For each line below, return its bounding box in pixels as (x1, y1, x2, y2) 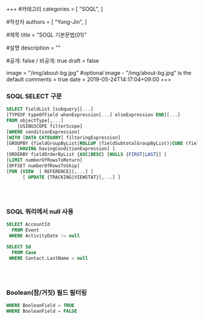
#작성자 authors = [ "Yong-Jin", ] (6, 18, 87, 26)
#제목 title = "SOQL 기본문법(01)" (6, 31, 87, 38)
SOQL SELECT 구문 (6, 92, 62, 100)
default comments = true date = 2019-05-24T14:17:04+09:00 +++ (6, 75, 172, 83)
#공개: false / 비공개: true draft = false (6, 57, 100, 64)
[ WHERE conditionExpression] (6, 128, 80, 135)
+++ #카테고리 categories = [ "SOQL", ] (6, 5, 103, 12)
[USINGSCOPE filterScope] (17, 123, 83, 129)
